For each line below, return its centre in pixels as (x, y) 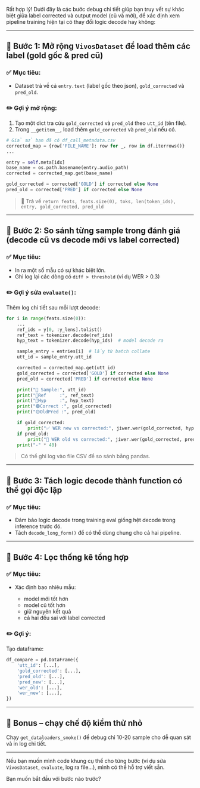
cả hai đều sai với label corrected (64, 618)
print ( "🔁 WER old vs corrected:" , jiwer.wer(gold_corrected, (105, 439)
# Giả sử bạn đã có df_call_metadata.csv (61, 140)
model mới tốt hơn (46, 599)
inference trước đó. (38, 526)
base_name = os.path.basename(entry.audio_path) (68, 168)
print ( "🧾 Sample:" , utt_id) (51, 390)
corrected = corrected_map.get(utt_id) (66, 368)
